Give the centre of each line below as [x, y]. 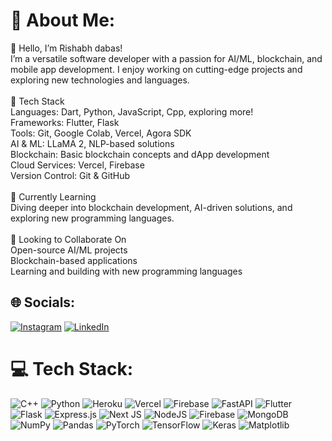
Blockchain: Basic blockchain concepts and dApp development [140, 154]
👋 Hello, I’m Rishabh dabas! [66, 48]
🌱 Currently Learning [53, 196]
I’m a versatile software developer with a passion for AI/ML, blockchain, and [166, 58]
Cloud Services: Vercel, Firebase [77, 165]
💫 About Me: [63, 20]
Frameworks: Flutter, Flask [65, 122]
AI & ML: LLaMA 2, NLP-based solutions [92, 143]
